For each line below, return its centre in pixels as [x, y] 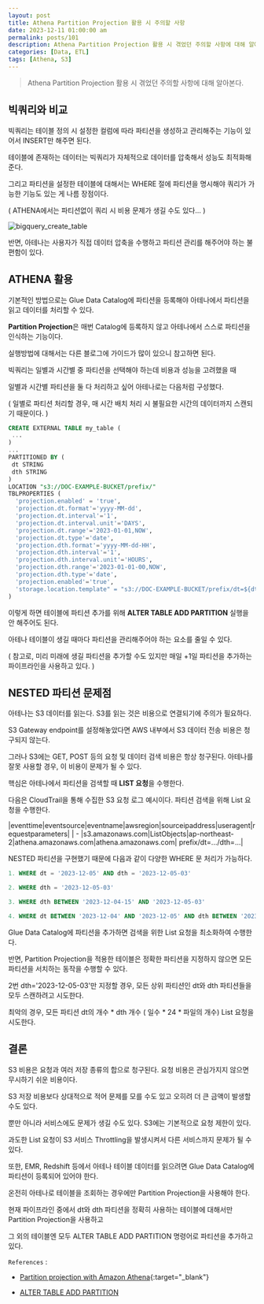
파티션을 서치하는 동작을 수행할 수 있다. [68, 968]
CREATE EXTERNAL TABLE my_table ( [65, 428]
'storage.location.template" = [66, 589]
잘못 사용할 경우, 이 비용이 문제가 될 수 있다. [75, 767]
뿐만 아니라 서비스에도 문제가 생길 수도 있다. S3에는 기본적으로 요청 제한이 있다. [130, 1123]
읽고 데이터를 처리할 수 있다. [51, 310]
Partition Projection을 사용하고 [56, 1219]
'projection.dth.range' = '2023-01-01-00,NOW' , [91, 567]
